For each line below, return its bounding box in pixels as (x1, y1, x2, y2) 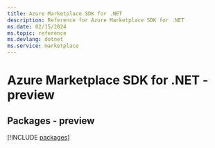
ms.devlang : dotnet (7, 36, 64, 43)
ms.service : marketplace (7, 42, 79, 49)
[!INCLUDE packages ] (7, 133, 70, 141)
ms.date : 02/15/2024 (7, 23, 67, 30)
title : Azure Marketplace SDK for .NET (7, 10, 123, 17)
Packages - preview (7, 115, 95, 126)
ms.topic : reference (7, 29, 67, 37)
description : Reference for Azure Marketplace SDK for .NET (7, 17, 185, 24)
